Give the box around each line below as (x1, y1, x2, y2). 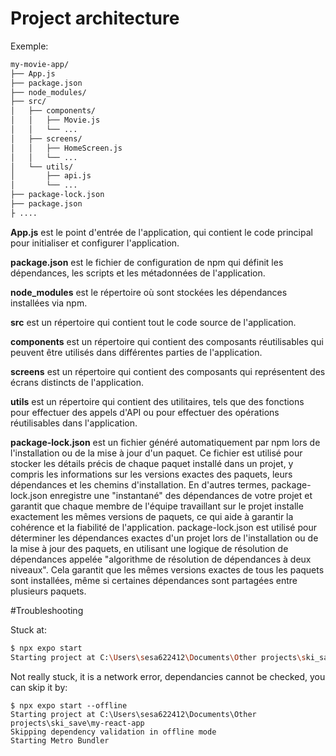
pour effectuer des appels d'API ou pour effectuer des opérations (10, 406, 280, 418)
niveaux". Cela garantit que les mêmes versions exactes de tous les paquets (10, 563, 325, 576)
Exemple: (10, 40, 49, 52)
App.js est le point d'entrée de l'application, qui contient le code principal (10, 226, 313, 238)
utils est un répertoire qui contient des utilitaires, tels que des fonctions (10, 395, 305, 407)
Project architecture (10, 7, 180, 30)
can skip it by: (10, 681, 68, 693)
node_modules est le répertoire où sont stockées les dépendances (10, 286, 288, 298)
